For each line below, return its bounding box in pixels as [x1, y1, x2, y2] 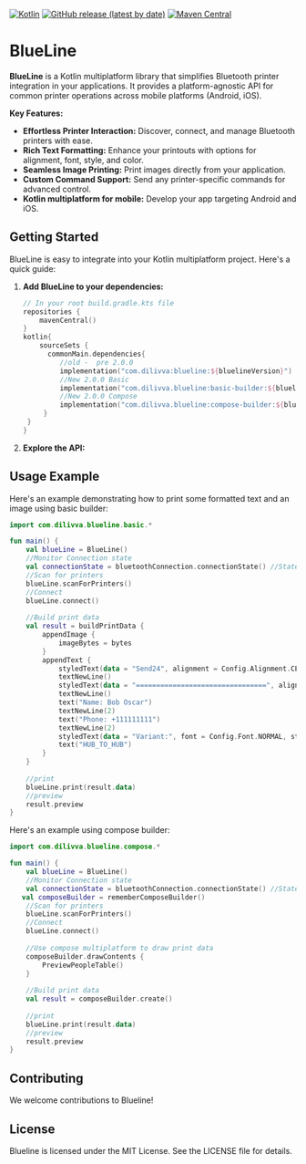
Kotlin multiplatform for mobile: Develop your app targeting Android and [22, 192, 297, 204]
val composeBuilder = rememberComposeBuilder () [21, 892, 206, 902]
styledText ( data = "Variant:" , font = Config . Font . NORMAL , [57, 732, 287, 741]
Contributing [9, 1070, 84, 1086]
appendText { [42, 655, 92, 665]
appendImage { [42, 630, 96, 639]
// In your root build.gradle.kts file [22, 298, 175, 307]
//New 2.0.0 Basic [59, 375, 129, 384]
